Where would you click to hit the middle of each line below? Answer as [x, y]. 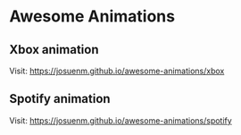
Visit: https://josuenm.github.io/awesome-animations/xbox [117, 71]
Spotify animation [60, 99]
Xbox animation [54, 50]
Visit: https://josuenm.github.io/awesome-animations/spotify [120, 120]
